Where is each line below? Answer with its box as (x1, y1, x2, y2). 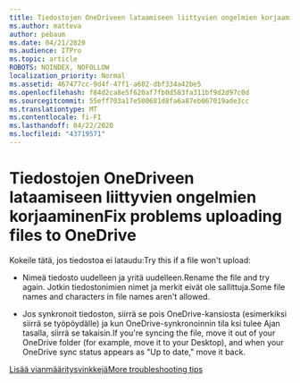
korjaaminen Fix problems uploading (9, 207, 283, 226)
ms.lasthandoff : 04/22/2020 (9, 122, 114, 131)
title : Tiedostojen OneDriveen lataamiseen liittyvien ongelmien (9, 13, 257, 22)
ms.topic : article (9, 55, 78, 64)
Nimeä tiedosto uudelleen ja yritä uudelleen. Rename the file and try (21, 272, 271, 283)
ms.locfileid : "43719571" (9, 130, 105, 139)
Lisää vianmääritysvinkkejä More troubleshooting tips (9, 363, 204, 374)
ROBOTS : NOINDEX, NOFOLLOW (9, 64, 110, 72)
